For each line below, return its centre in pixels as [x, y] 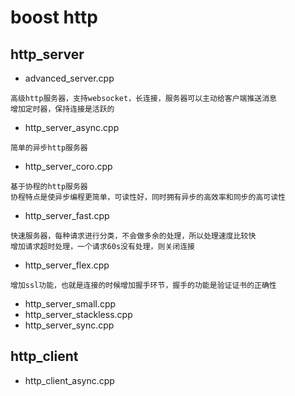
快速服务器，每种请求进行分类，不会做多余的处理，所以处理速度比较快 [133, 236]
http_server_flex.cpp [67, 265]
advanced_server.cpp [69, 78]
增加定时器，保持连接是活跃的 [62, 109]
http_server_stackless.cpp [78, 314]
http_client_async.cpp [69, 380]
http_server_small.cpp [70, 304]
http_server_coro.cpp [68, 166]
